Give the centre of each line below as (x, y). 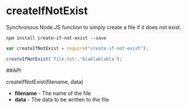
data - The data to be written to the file (62, 99)
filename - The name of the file (53, 93)
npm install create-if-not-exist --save (56, 38)
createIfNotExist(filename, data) (45, 81)
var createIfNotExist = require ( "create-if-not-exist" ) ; (77, 48)
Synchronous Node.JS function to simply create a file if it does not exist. (94, 27)
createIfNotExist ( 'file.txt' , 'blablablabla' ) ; (64, 59)
